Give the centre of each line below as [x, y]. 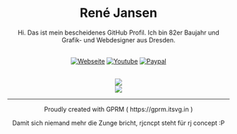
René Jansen [119, 13]
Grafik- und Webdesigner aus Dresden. [119, 39]
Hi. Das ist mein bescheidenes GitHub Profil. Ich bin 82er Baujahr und [119, 32]
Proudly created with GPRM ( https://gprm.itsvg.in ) [119, 109]
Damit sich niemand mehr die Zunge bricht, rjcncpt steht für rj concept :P [119, 123]
